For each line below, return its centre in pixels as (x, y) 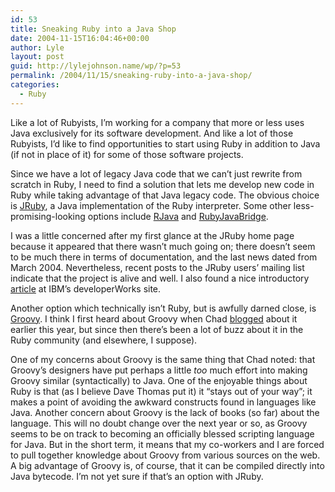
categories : (35, 85)
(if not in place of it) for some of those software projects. (127, 154)
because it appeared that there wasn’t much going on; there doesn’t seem (163, 246)
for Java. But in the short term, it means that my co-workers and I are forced (167, 444)
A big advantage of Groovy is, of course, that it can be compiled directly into (167, 465)
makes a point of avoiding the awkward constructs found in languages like (163, 402)
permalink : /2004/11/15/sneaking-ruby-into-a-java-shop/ (131, 76)
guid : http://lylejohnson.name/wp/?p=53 (96, 66)
